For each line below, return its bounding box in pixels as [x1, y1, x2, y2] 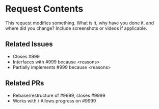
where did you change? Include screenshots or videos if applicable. [5, 25, 147, 31]
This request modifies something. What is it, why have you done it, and [5, 20, 154, 26]
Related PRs [5, 79, 44, 88]
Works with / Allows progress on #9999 [12, 97, 96, 104]
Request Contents [5, 3, 84, 15]
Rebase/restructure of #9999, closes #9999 [12, 92, 105, 98]
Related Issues [5, 40, 53, 49]
